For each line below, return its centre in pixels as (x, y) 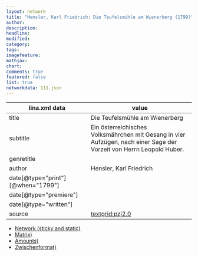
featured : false (26, 77)
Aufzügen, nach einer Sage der (134, 142)
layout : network (26, 11)
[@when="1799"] (34, 185)
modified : (18, 39)
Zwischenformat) (36, 247)
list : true (19, 83)
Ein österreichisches (119, 127)
